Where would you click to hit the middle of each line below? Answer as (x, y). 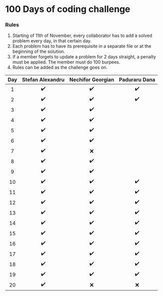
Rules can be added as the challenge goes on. (60, 67)
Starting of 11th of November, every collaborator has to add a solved (82, 35)
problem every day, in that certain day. (52, 41)
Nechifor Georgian (92, 80)
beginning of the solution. (39, 51)
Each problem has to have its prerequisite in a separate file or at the (82, 46)
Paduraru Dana (137, 80)
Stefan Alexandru (43, 80)
